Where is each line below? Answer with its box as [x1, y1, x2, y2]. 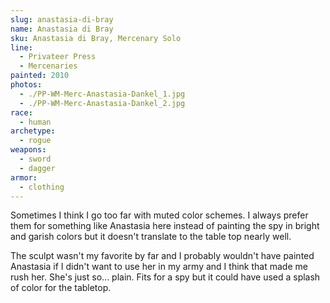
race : [10, 107, 33, 118]
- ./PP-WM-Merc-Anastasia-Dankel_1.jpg [19, 89, 186, 99]
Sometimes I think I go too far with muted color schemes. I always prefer [10, 209, 309, 221]
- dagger [19, 163, 56, 173]
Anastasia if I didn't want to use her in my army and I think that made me [10, 261, 308, 273]
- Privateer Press [19, 52, 97, 62]
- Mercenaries [19, 61, 78, 71]
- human [19, 117, 52, 127]
